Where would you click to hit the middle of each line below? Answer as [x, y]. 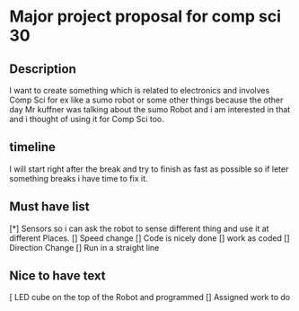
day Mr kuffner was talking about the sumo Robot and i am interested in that [150, 109]
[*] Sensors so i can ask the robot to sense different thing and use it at [139, 228]
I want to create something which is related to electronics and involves [140, 90]
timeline [33, 147]
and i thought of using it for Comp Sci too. [87, 119]
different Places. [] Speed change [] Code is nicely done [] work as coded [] [149, 238]
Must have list [49, 207]
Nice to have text [57, 276]
